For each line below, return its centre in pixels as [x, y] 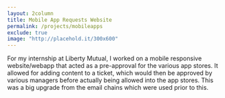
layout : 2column [30, 13]
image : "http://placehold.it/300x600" [63, 39]
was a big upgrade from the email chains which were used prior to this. [108, 88]
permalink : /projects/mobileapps [55, 26]
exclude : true [28, 33]
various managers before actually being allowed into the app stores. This [110, 80]
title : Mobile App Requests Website [60, 20]
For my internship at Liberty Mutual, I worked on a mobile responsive [105, 58]
